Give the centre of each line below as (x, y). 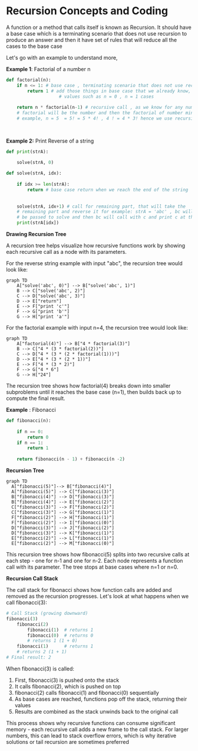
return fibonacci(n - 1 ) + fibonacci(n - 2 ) (71, 459)
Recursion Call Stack (32, 579)
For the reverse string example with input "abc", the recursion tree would (94, 263)
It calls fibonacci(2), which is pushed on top (68, 686)
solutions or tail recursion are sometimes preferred (68, 742)
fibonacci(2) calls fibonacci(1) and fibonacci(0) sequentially (87, 692)
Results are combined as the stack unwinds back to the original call (96, 711)
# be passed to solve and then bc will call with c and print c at (101, 217)
